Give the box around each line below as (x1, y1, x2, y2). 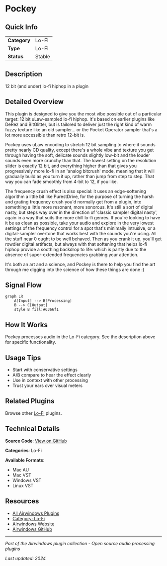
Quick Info (5, 23, 38, 31)
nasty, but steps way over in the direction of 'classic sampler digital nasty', (5, 209, 158, 215)
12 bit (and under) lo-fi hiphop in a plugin (5, 83, 89, 89)
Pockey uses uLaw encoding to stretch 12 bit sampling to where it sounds (5, 141, 156, 147)
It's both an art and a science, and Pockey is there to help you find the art (5, 261, 156, 267)
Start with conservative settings (12, 367, 78, 373)
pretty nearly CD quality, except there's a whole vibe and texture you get (5, 147, 154, 153)
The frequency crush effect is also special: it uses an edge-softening (5, 188, 147, 194)
